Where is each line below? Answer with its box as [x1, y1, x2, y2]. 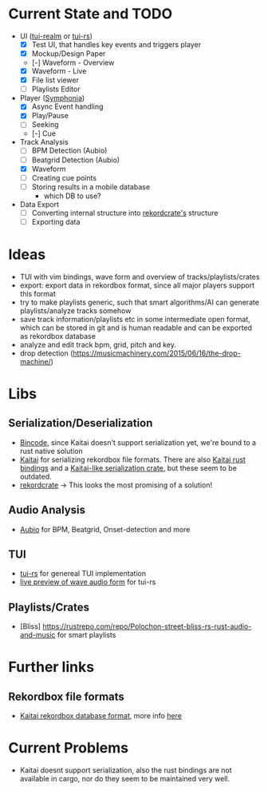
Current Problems [8, 739, 129, 757]
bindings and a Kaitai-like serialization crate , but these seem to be [19, 463, 238, 472]
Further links [8, 658, 94, 676]
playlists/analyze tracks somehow [19, 305, 132, 316]
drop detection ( [19, 348, 73, 358]
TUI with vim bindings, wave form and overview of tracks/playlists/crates [19, 272, 260, 281]
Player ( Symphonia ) [19, 93, 85, 103]
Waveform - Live [31, 66, 87, 76]
